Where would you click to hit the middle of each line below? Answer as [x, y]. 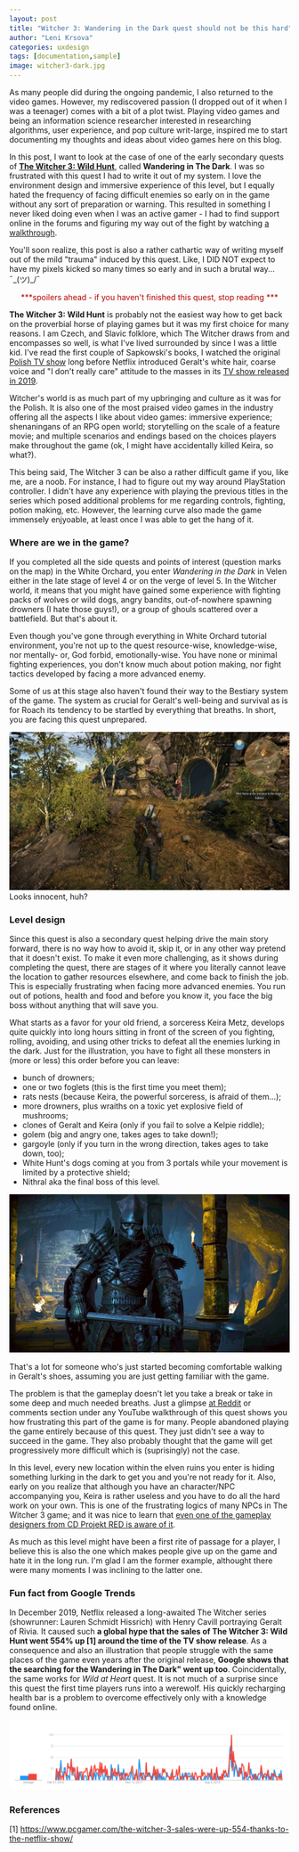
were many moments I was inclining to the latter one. [106, 1569]
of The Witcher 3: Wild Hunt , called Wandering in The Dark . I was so [137, 166]
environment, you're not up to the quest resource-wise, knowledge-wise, [143, 645]
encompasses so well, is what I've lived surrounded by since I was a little [143, 343]
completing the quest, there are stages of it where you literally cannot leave [148, 968]
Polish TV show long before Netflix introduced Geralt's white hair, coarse [143, 362]
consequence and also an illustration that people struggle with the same [141, 1650]
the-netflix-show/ [41, 1839]
